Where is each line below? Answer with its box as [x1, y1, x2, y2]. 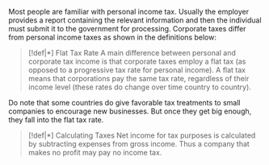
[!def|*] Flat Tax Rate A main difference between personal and [27, 48, 237, 57]
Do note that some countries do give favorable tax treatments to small [8, 98, 241, 107]
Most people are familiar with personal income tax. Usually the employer [8, 7, 249, 16]
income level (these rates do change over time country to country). [27, 82, 252, 92]
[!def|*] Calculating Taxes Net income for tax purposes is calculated [27, 130, 256, 140]
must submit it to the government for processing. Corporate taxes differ [8, 24, 246, 33]
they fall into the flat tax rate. [8, 115, 104, 124]
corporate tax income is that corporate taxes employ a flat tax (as [27, 56, 246, 66]
